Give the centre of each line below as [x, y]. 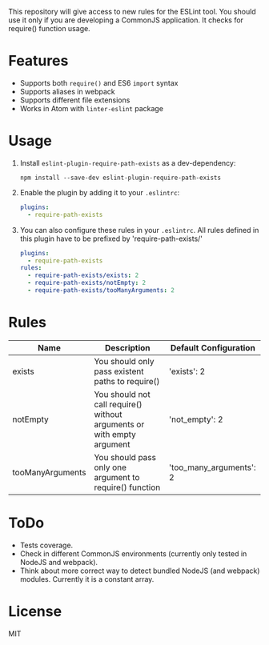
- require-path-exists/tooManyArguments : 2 [101, 290]
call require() [118, 404]
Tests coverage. [46, 545]
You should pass [125, 457]
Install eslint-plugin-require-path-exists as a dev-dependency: [128, 162]
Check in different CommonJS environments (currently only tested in [133, 553]
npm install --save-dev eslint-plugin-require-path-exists [120, 178]
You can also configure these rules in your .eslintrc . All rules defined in [139, 230]
